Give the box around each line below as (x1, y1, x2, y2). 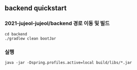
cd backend (4, 31, 27, 36)
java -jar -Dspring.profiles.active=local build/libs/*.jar (4, 60, 133, 65)
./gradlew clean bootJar (4, 36, 56, 41)
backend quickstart (4, 4, 67, 12)
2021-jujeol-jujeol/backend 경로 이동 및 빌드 (4, 20, 110, 27)
